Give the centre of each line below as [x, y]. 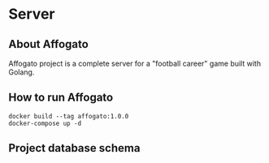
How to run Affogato [61, 98]
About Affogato [49, 44]
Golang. [22, 72]
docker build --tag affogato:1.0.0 [69, 116]
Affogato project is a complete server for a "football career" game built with [135, 63]
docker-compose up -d [45, 123]
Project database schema [74, 148]
